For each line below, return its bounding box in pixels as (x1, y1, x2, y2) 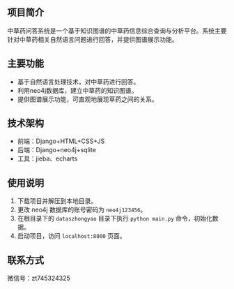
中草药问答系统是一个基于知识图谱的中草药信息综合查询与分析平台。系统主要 (7, 27, 227, 35)
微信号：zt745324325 (7, 274, 71, 283)
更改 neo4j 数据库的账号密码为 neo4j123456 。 (17, 205, 147, 214)
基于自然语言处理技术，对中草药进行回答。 (17, 77, 140, 86)
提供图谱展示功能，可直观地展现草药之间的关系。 (17, 95, 158, 103)
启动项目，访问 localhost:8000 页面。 (17, 232, 126, 240)
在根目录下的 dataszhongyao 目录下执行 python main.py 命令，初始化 (17, 214, 212, 223)
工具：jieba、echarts (17, 154, 78, 163)
